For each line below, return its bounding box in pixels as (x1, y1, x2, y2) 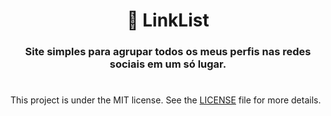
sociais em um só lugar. (109, 57, 227, 71)
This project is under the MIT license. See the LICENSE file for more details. (10, 94, 322, 106)
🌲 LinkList (126, 9, 210, 32)
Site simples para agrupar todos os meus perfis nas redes (24, 45, 312, 59)
